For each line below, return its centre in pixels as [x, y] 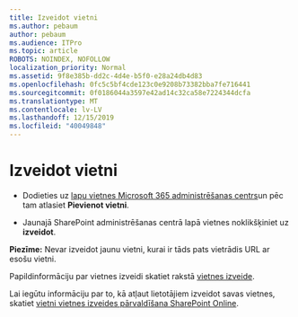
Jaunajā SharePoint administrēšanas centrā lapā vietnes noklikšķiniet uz [155, 222]
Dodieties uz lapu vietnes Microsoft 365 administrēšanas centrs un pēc [153, 195]
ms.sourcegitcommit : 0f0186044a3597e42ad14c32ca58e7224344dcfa [130, 92]
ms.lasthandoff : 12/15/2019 [62, 118]
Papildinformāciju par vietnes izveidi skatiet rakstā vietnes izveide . [132, 276]
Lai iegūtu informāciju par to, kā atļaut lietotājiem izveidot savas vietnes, [142, 294]
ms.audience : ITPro [46, 43]
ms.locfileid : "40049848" [57, 127]
